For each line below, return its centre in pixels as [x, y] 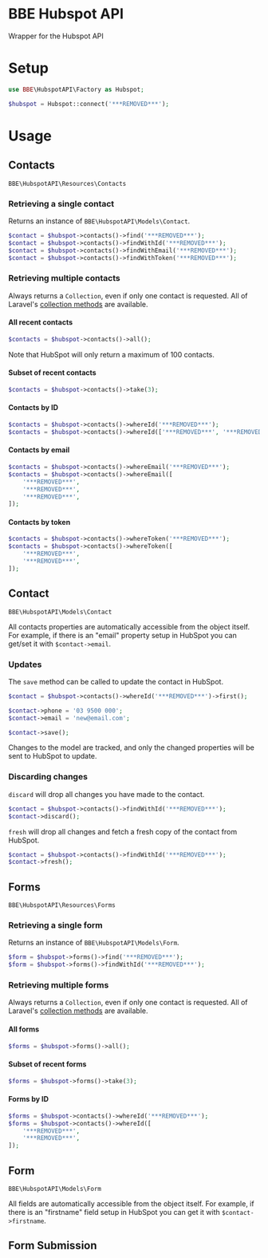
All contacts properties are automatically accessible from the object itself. [129, 626]
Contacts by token [39, 522]
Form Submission [53, 1246]
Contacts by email [39, 450]
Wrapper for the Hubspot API [56, 36]
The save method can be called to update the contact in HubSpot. [116, 681]
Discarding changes [48, 777]
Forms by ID [29, 1099]
